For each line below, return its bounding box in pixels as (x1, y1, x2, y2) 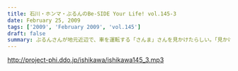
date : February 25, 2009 (7, 17, 81, 24)
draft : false (7, 30, 46, 37)
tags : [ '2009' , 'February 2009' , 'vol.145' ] (7, 23, 141, 30)
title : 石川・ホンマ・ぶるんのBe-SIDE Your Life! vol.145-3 (7, 10, 177, 18)
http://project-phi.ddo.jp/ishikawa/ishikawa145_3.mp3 (7, 56, 164, 64)
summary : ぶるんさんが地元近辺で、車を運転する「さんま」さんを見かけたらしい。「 (7, 37, 218, 44)
